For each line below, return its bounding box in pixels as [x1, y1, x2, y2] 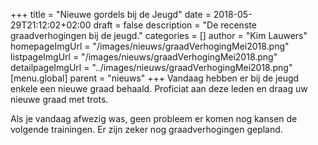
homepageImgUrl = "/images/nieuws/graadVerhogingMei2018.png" [10, 40, 290, 52]
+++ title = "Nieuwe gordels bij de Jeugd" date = [10, 9, 212, 20]
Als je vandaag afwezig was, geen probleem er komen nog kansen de [10, 113, 298, 124]
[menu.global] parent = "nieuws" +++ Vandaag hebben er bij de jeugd [10, 72, 300, 84]
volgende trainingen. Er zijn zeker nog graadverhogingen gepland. [10, 124, 283, 135]
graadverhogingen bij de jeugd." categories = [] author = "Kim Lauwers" [10, 30, 308, 41]
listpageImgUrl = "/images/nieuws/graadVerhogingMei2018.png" [10, 51, 278, 63]
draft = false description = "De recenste [93, 19, 257, 31]
